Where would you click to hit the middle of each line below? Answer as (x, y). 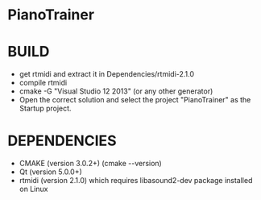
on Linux (33, 189)
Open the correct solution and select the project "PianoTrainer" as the (135, 100)
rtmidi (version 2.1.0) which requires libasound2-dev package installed (136, 181)
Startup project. (45, 108)
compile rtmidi (43, 83)
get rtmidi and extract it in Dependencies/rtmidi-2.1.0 (107, 74)
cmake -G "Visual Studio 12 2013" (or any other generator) (116, 91)
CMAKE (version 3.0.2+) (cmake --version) (90, 164)
